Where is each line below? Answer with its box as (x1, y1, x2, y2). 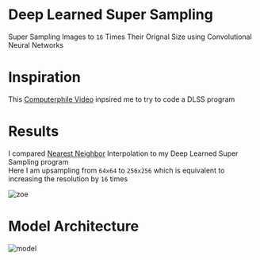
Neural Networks (8, 40, 64, 49)
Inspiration (8, 68, 81, 87)
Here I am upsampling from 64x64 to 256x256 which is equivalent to (8, 165, 225, 175)
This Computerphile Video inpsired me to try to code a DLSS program (8, 94, 235, 104)
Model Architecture (8, 217, 140, 235)
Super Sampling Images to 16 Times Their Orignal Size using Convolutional (8, 32, 252, 41)
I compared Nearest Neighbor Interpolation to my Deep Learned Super (8, 149, 239, 158)
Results (8, 122, 59, 141)
